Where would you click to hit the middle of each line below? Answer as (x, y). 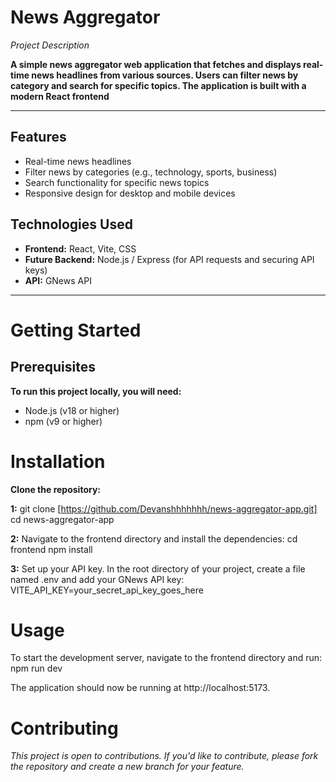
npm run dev (36, 668)
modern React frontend (60, 96)
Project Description (50, 45)
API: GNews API (58, 280)
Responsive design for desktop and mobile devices (130, 193)
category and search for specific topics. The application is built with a (158, 85)
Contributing (64, 728)
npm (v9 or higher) (63, 421)
